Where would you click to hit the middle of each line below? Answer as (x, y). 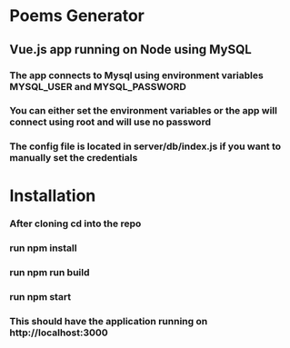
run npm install (43, 248)
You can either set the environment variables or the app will (143, 111)
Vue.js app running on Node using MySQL (130, 50)
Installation (53, 195)
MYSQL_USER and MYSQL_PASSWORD (98, 86)
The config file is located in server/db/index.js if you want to (145, 146)
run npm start (40, 297)
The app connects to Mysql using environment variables (136, 75)
